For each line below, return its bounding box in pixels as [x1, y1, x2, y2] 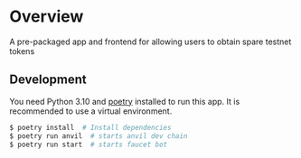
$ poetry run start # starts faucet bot [9, 140, 168, 149]
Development [9, 72, 88, 88]
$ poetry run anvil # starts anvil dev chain [9, 131, 188, 141]
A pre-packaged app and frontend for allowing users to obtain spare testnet [9, 36, 292, 47]
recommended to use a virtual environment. [9, 106, 173, 116]
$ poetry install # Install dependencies [9, 123, 172, 132]
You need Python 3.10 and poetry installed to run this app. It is [9, 96, 240, 107]
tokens [9, 45, 35, 56]
